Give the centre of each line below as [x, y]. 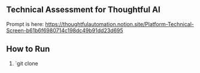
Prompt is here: [25, 24]
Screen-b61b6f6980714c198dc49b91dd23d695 [65, 30]
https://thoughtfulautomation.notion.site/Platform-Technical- [120, 24]
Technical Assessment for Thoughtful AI [83, 10]
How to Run [28, 49]
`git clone [27, 63]
